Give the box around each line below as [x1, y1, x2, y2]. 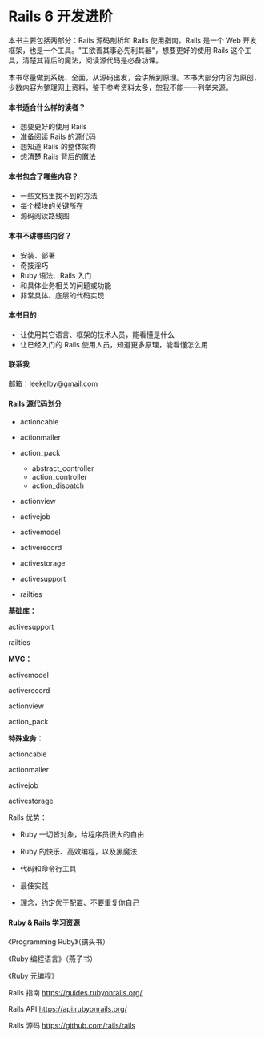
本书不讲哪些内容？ [8, 230, 72, 241]
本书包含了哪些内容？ [8, 172, 78, 181]
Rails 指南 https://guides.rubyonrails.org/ [8, 988, 143, 998]
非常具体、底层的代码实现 [19, 290, 105, 300]
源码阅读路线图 [19, 211, 70, 221]
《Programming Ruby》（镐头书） [8, 937, 110, 947]
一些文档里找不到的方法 [19, 191, 98, 201]
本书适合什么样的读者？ [8, 102, 86, 112]
